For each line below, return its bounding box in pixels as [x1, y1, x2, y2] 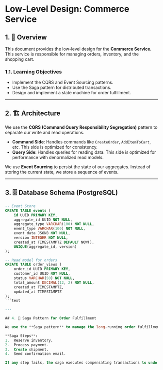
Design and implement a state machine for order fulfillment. [12, 90, 131, 96]
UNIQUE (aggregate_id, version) [14, 244, 77, 249]
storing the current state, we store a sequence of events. [5, 169, 119, 175]
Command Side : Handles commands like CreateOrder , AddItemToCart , [12, 139, 151, 145]
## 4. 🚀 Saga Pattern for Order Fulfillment [5, 316, 97, 321]
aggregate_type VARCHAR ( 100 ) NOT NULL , [14, 222, 95, 227]
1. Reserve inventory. [5, 338, 53, 343]
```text [5, 298, 21, 303]
